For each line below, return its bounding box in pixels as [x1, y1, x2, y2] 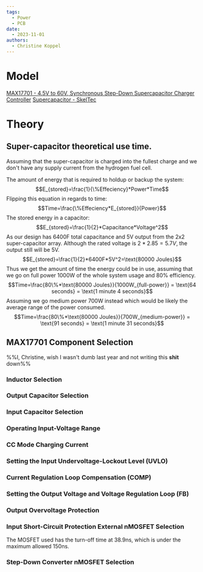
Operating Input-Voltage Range [6, 424, 101, 433]
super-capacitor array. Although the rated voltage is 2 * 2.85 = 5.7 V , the [6, 239, 188, 247]
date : [6, 26, 20, 32]
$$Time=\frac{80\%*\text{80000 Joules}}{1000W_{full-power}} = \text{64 [8, 281, 196, 288]
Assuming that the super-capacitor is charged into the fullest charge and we [6, 157, 198, 165]
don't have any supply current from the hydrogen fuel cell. [6, 164, 153, 171]
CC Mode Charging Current [6, 440, 89, 449]
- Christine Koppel [12, 43, 61, 49]
